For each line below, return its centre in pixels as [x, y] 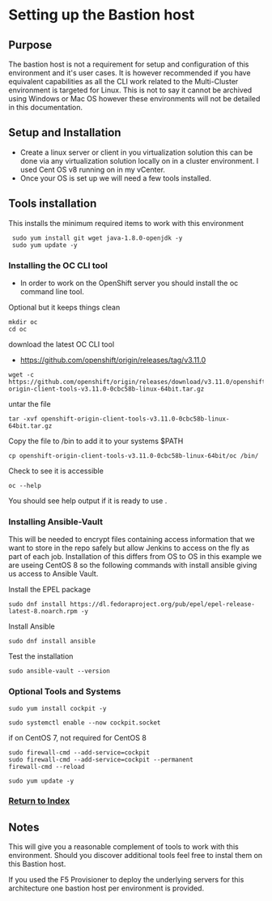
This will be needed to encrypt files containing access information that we [132, 540]
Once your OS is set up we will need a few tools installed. [116, 178]
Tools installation [53, 204]
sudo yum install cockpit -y [57, 708]
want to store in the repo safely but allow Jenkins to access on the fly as [129, 548]
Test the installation [41, 656]
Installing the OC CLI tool [58, 265]
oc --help [25, 485]
